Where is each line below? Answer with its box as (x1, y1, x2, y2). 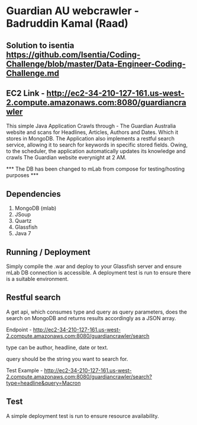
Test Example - (6, 366, 43, 374)
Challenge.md (6, 68, 59, 78)
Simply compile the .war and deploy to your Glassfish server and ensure (6, 263, 182, 270)
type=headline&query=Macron (6, 379, 81, 386)
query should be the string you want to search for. (6, 355, 128, 362)
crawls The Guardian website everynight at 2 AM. (6, 154, 127, 161)
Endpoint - (6, 326, 32, 333)
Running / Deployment (6, 247, 91, 257)
